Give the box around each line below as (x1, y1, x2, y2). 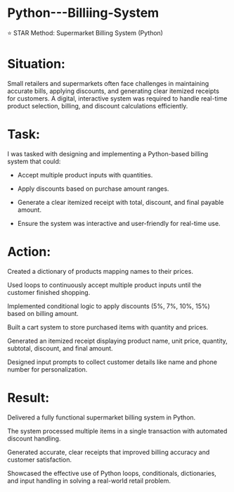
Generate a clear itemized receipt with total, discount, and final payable (17, 198, 224, 206)
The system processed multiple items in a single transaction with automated (7, 427, 228, 435)
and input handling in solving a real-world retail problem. (7, 477, 171, 485)
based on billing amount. (7, 309, 79, 317)
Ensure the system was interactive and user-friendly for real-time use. (17, 219, 221, 227)
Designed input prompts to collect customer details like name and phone (7, 358, 218, 366)
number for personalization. (7, 365, 88, 374)
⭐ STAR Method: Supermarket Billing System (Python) (7, 28, 164, 37)
